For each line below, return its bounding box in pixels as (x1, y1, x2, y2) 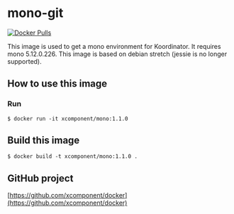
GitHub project (7, 172, 74, 184)
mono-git (7, 5, 64, 21)
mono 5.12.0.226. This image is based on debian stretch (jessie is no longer (7, 50, 228, 58)
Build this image (7, 135, 80, 147)
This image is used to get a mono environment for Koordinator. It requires (7, 42, 221, 50)
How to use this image (7, 78, 108, 90)
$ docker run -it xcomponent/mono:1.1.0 (7, 115, 129, 122)
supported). (7, 57, 43, 65)
